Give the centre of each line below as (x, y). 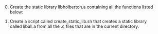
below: (16, 12)
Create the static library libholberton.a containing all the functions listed (81, 7)
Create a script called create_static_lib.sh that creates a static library (78, 21)
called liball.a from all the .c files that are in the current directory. (74, 26)
